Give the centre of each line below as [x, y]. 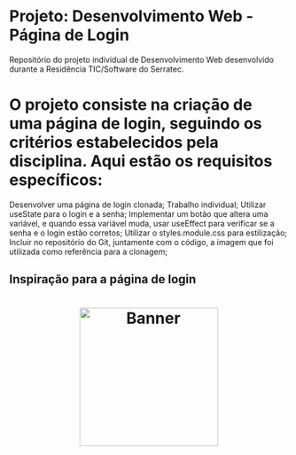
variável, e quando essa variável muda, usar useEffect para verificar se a [142, 223]
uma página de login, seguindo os [136, 123]
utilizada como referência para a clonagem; [89, 251]
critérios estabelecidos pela [114, 143]
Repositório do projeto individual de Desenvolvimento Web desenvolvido [142, 59]
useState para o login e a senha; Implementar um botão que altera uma [139, 213]
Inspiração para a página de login [103, 279]
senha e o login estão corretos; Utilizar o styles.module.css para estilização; [148, 233]
